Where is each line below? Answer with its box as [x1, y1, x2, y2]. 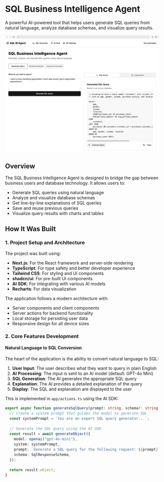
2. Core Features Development [5, 333, 79, 339]
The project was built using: [5, 250, 61, 256]
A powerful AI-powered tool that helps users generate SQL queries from [5, 20, 150, 25]
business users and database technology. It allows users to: [5, 180, 125, 186]
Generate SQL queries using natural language [12, 190, 104, 195]
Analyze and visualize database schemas [12, 195, 95, 201]
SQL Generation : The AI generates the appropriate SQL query [12, 376, 137, 382]
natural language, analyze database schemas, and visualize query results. [5, 24, 154, 30]
